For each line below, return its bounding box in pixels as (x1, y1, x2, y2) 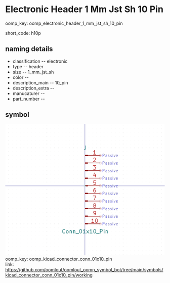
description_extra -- (12, 85, 55, 91)
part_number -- (12, 96, 45, 102)
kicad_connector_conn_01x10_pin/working (5, 272, 93, 278)
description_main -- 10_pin (12, 79, 68, 85)
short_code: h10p (5, 30, 41, 36)
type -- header (12, 63, 44, 69)
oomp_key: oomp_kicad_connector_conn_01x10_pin (5, 256, 112, 262)
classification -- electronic (12, 58, 68, 64)
